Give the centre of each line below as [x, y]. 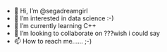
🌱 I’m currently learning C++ [55, 26]
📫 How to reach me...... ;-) [53, 41]
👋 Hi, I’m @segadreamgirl [51, 11]
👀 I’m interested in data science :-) [64, 18]
